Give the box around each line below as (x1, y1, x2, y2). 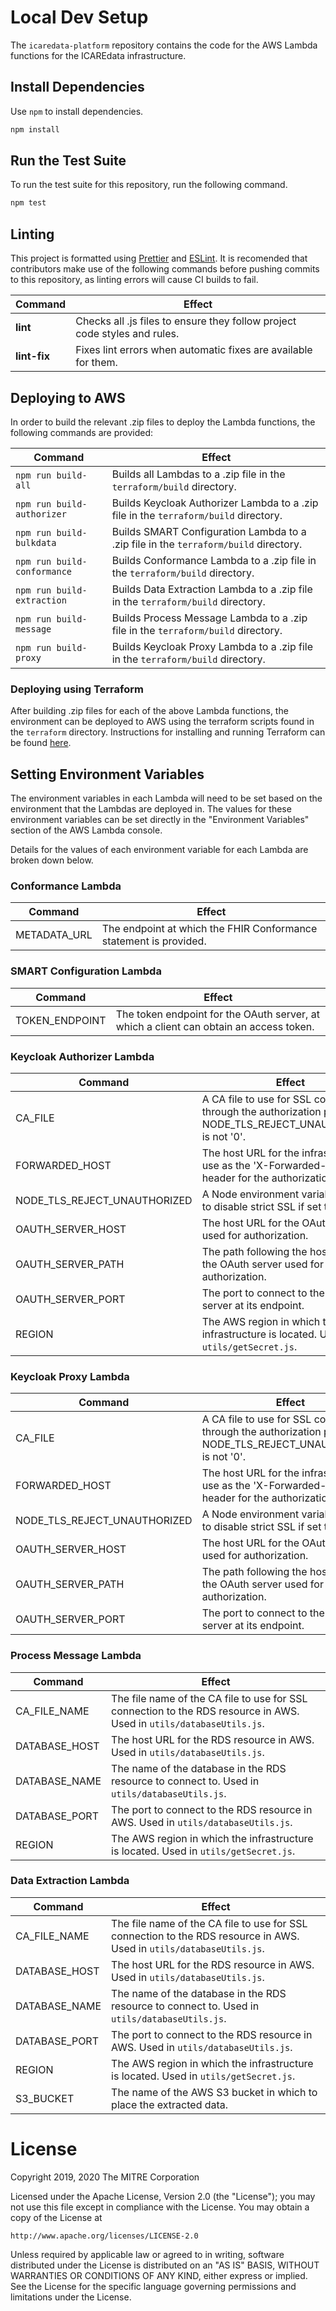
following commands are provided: (10, 426, 154, 438)
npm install (10, 124, 60, 135)
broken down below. (10, 854, 94, 866)
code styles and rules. (75, 327, 180, 341)
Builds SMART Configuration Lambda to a (111, 524, 307, 538)
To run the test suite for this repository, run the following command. (10, 179, 288, 191)
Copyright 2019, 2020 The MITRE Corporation (10, 2171, 200, 2183)
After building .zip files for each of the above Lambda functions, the (10, 705, 289, 717)
